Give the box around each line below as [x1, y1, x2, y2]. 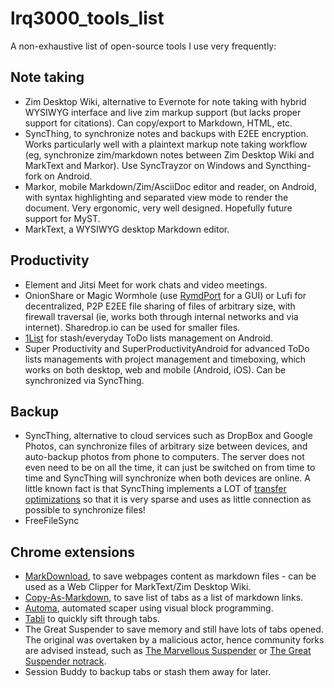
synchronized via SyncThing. [24, 374, 145, 386]
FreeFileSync [24, 515, 80, 527]
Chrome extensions [10, 543, 135, 561]
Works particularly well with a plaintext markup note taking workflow [24, 138, 308, 150]
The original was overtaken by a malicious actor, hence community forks [24, 634, 325, 646]
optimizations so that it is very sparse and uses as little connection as [24, 493, 312, 506]
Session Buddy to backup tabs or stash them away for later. [24, 666, 272, 678]
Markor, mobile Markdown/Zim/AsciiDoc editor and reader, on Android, [24, 180, 317, 192]
